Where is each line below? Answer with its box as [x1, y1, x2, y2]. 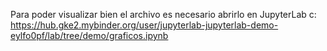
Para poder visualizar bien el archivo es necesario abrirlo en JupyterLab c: [10, 9, 317, 20]
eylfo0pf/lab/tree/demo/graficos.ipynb [10, 30, 169, 41]
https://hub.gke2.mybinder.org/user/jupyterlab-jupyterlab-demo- [10, 19, 279, 31]
